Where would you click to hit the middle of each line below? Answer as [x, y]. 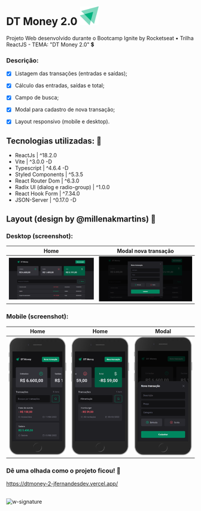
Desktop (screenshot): [40, 236]
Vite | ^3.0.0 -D [33, 162]
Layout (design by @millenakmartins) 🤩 [81, 219]
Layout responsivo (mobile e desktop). [62, 122]
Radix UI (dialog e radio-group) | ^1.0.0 [62, 187]
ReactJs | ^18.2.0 [36, 156]
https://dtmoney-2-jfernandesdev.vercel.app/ [62, 484]
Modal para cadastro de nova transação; [65, 110]
